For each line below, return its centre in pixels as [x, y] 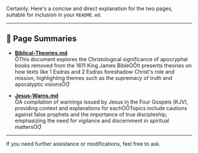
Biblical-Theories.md [41, 53]
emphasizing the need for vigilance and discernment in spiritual [92, 121]
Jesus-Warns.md [37, 95]
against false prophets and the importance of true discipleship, [91, 114]
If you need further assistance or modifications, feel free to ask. [83, 144]
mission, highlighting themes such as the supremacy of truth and [93, 78]
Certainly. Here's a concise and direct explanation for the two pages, [89, 9]
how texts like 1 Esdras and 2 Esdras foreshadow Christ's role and [95, 71]
